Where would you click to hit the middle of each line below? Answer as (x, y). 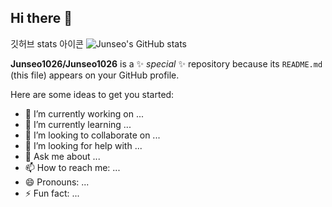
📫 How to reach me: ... (72, 167)
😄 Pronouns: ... (57, 182)
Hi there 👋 (41, 18)
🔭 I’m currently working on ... (84, 113)
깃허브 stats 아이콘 (47, 43)
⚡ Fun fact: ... (52, 193)
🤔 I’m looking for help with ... (83, 145)
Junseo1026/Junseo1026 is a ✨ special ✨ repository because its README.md (166, 63)
